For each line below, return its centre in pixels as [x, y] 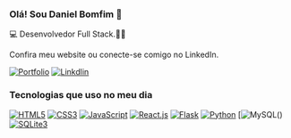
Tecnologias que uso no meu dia [81, 95]
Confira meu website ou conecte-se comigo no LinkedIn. [114, 55]
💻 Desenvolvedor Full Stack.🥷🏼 [68, 34]
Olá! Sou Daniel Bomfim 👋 [66, 14]
